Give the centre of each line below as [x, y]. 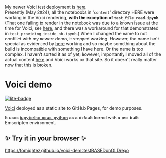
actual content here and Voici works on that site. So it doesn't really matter [81, 59]
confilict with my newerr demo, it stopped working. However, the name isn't [82, 39]
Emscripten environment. [31, 122]
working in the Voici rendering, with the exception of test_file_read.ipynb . [82, 18]
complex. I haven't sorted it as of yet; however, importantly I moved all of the [83, 54]
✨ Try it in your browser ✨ [46, 138]
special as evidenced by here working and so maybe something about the [80, 44]
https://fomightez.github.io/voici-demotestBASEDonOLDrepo [67, 150]
